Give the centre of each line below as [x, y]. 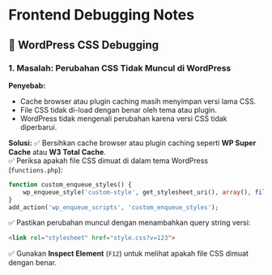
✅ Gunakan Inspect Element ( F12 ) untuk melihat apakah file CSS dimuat [129, 254]
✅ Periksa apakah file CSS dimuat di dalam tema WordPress [108, 161]
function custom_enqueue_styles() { [70, 184]
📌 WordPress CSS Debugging [84, 45]
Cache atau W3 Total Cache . [57, 152]
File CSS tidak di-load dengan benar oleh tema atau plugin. [118, 110]
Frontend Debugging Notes [102, 15]
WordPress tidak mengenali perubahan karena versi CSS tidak [124, 118]
